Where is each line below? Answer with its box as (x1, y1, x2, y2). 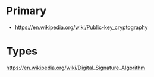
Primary (6, 4, 46, 18)
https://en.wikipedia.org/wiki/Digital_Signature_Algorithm (6, 64, 146, 71)
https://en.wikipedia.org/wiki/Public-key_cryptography (14, 24, 148, 31)
